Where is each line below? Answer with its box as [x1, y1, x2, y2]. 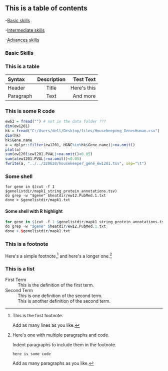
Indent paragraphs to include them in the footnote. [12, 342, 116, 348]
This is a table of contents [5, 4, 87, 13]
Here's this [70, 84, 96, 91]
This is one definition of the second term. [17, 293, 102, 299]
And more [72, 92, 96, 100]
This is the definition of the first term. [17, 282, 94, 288]
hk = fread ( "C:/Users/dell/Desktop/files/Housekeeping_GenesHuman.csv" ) [5, 128, 160, 134]
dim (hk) [5, 133, 21, 138]
